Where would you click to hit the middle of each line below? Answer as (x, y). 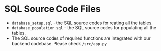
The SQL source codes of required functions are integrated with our (81, 38)
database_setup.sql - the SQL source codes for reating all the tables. (82, 23)
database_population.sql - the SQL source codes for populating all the (84, 27)
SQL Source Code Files (53, 9)
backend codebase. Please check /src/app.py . (60, 43)
